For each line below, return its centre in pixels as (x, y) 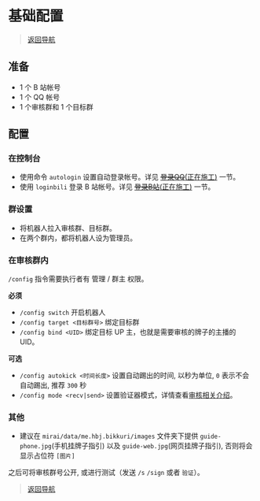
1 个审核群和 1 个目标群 (56, 106)
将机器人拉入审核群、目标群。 (68, 228)
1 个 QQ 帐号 (40, 97)
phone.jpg (36, 447)
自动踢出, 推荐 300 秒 (53, 385)
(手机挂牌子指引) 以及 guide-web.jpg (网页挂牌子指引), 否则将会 (152, 446)
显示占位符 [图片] (47, 456)
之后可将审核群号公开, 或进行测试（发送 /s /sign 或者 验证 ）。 (106, 473)
